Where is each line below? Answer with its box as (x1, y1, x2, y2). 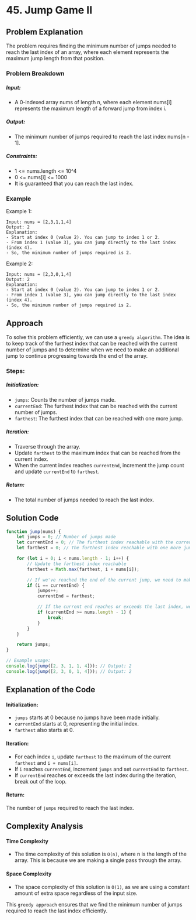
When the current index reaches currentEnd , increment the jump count (14, 461, 185, 468)
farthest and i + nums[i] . (14, 759, 78, 766)
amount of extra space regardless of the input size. (14, 890, 138, 897)
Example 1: (6, 208, 32, 215)
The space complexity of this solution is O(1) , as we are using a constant (14, 883, 190, 890)
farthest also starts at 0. (14, 727, 75, 734)
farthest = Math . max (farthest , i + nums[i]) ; (27, 566, 140, 572)
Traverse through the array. (14, 443, 80, 450)
